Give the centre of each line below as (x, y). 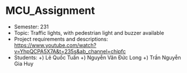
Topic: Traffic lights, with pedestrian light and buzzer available (89, 32)
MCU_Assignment (50, 11)
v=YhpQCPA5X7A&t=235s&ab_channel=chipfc (70, 51)
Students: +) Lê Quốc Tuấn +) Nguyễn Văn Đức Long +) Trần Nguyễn (97, 57)
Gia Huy (23, 63)
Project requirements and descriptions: (61, 39)
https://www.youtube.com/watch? (55, 45)
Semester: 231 (31, 27)
